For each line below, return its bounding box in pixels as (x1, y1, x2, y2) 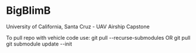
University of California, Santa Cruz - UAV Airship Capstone (6, 23, 150, 30)
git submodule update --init (6, 40, 73, 47)
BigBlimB (6, 4, 51, 17)
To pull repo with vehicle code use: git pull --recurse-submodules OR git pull (6, 34, 191, 41)
